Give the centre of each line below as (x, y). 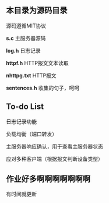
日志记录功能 (21, 121)
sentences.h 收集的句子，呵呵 (43, 88)
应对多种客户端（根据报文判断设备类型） (54, 159)
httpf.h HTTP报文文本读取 (37, 63)
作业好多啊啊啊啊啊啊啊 (48, 179)
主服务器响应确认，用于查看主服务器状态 (54, 146)
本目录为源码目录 (37, 11)
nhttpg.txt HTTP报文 (31, 75)
